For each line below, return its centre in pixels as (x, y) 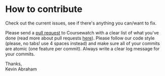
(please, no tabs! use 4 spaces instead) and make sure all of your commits (83, 43)
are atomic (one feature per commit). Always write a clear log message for (82, 48)
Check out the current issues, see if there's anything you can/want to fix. (81, 23)
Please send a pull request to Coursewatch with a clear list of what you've (82, 32)
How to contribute (44, 9)
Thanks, (14, 63)
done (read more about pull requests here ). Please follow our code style (80, 38)
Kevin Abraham (21, 69)
